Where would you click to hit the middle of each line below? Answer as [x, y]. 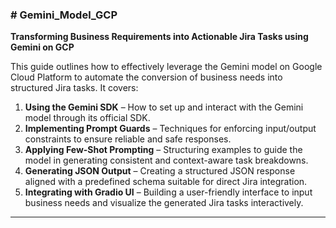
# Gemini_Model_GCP [64, 15]
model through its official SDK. [87, 118]
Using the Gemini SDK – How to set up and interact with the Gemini [164, 107]
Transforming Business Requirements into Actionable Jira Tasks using [159, 37]
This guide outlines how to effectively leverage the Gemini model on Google [166, 67]
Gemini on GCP [42, 47]
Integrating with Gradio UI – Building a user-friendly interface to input [168, 192]
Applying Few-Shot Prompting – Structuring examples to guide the [163, 150]
